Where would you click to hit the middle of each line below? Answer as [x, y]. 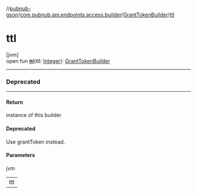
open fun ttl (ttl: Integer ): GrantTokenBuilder [58, 61]
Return [15, 102]
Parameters [21, 155]
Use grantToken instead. [36, 142]
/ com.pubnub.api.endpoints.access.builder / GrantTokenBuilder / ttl [96, 15]
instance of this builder [34, 115]
